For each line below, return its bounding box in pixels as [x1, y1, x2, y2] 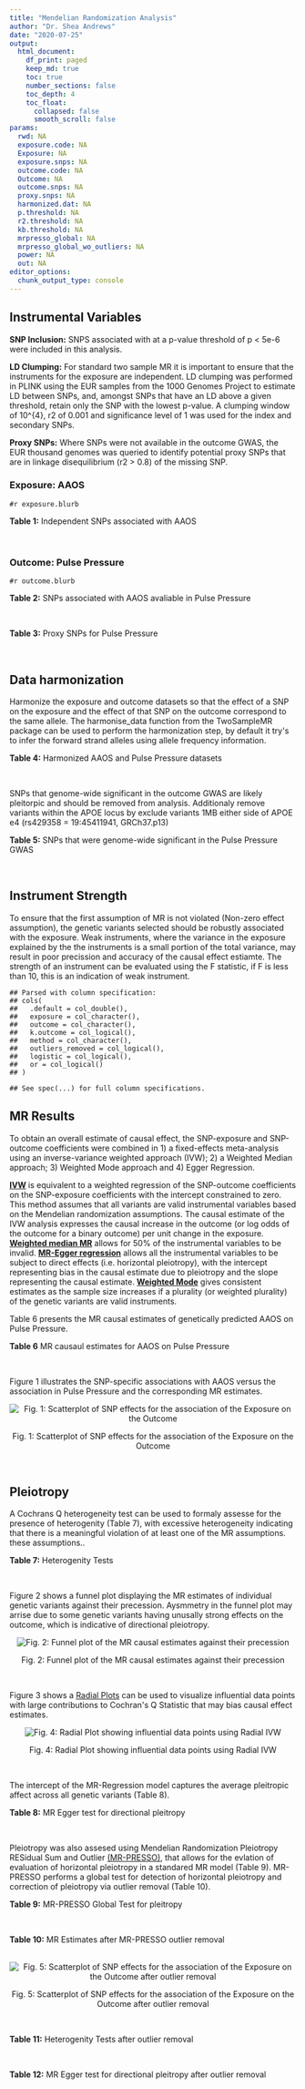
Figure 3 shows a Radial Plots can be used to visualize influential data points [9, 1690, 296, 1701]
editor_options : [9, 268, 71, 277]
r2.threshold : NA [17, 216, 84, 226]
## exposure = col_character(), [9, 1012, 141, 1021]
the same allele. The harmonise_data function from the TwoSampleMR [9, 715, 273, 726]
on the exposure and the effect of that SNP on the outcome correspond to [9, 705, 287, 716]
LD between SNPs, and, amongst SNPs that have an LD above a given [9, 390, 271, 401]
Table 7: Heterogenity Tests [9, 1555, 114, 1566]
